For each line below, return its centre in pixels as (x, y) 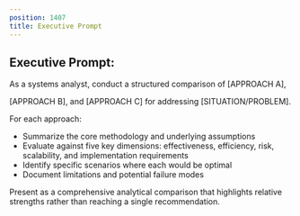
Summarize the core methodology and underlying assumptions (139, 137)
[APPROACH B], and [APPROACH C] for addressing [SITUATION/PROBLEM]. (150, 102)
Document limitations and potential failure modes (113, 175)
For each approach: (46, 119)
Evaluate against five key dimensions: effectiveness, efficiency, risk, (148, 146)
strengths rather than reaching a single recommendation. (115, 202)
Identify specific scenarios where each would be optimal (127, 165)
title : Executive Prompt (56, 26)
